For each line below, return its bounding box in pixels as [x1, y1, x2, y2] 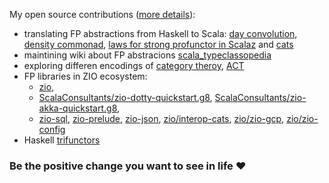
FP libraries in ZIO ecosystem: [23, 70, 148, 82]
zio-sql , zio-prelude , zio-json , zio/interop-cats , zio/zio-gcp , [38, 113, 285, 124]
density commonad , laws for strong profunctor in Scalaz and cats [23, 39, 294, 50]
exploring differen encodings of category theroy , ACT [23, 60, 245, 71]
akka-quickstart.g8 [38, 102, 117, 114]
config [38, 124, 66, 135]
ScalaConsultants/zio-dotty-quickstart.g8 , [38, 92, 213, 103]
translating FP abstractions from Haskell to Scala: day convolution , [23, 28, 298, 39]
